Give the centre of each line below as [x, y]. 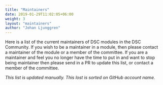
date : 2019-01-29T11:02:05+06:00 [39, 14]
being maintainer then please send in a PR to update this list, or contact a [79, 63]
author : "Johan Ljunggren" [33, 28]
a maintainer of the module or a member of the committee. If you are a [76, 53]
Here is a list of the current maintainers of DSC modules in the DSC [73, 42]
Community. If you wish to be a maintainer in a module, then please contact [82, 47]
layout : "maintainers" [28, 23]
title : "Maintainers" [27, 10]
